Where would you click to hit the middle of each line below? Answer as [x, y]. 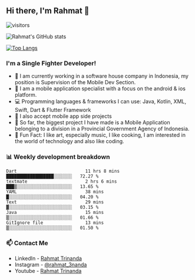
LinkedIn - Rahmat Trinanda [48, 258]
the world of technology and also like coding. [70, 141]
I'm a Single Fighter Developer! [51, 63]
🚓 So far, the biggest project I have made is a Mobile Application [92, 123]
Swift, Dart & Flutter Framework [53, 110]
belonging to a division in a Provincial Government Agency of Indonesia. [102, 129]
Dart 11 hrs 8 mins [63, 172]
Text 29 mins [55, 202]
